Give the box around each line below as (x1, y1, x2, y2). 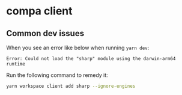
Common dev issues (6, 28, 85, 38)
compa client (6, 4, 73, 18)
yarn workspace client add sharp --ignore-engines (6, 83, 136, 89)
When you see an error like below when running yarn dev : (6, 44, 150, 51)
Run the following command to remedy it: (6, 72, 108, 79)
